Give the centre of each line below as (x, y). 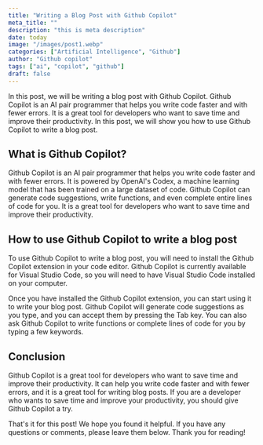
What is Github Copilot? (68, 154)
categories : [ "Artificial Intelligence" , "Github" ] (94, 52)
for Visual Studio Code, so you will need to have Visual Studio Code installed (132, 275)
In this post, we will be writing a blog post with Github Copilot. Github (120, 96)
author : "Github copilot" (50, 60)
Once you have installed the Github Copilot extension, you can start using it (130, 298)
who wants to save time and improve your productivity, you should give (123, 400)
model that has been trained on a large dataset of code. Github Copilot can (129, 190)
